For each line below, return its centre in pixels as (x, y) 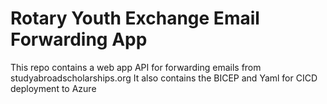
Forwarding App (79, 39)
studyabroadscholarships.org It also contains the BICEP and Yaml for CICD (164, 78)
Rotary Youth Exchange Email (135, 18)
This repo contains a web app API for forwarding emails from (136, 67)
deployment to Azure (53, 88)
